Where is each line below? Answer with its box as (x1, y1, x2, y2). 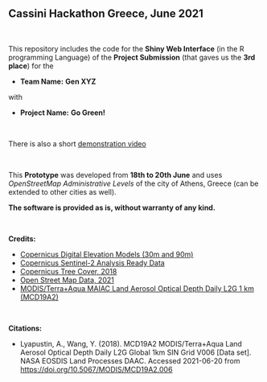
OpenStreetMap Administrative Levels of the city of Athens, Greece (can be (8, 179, 259, 188)
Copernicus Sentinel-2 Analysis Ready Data (19, 257, 165, 268)
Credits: (8, 233, 36, 244)
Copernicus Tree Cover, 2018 (19, 266, 117, 276)
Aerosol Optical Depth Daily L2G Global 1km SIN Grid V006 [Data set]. (19, 347, 252, 357)
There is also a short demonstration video (8, 138, 146, 148)
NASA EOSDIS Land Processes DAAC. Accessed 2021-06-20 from (19, 355, 240, 365)
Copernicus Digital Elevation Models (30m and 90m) (19, 249, 194, 259)
